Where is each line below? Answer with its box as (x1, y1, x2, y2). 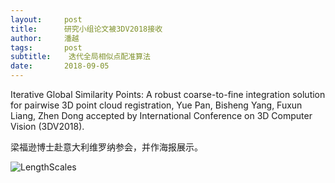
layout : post (10, 14, 83, 25)
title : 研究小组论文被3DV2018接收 (10, 24, 163, 34)
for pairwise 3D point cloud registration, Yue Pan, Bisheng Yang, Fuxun (10, 99, 303, 111)
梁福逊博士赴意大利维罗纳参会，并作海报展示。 (10, 141, 203, 153)
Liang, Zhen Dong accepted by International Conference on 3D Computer (10, 110, 313, 121)
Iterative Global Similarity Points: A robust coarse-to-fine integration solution (10, 89, 326, 100)
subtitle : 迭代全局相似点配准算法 (10, 52, 151, 62)
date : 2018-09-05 (10, 61, 110, 71)
